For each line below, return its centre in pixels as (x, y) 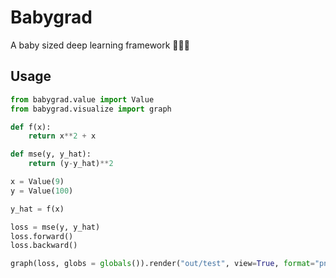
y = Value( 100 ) (42, 191)
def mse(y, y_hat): (51, 154)
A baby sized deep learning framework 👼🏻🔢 (100, 45)
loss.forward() (42, 236)
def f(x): (31, 127)
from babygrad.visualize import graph (91, 109)
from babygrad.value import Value (82, 99)
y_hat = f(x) (37, 209)
